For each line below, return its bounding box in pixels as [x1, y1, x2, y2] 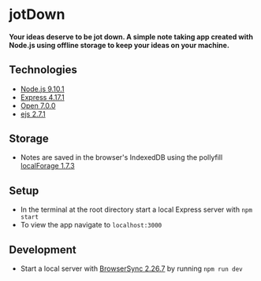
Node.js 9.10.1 [20, 84, 65, 94]
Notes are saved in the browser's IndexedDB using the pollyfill [20, 153, 223, 162]
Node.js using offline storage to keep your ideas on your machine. [9, 40, 229, 50]
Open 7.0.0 [20, 101, 56, 110]
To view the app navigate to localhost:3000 [20, 220, 162, 230]
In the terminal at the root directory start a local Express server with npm [20, 205, 253, 214]
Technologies [9, 63, 78, 76]
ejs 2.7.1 [20, 109, 46, 119]
